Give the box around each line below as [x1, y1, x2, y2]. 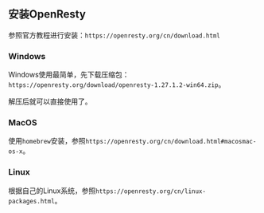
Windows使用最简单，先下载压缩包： [8, 70, 130, 80]
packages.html [8, 197, 56, 205]
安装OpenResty [8, 7, 86, 22]
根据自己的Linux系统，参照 [8, 186, 96, 195]
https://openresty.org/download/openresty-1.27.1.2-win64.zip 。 [8, 80, 226, 89]
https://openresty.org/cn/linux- [95, 187, 207, 195]
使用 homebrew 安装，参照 [8, 136, 86, 146]
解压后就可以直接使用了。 [8, 97, 92, 106]
